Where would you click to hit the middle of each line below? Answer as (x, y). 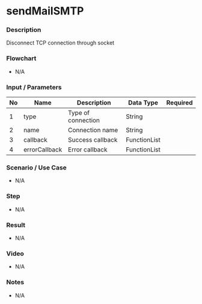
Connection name (93, 130)
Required (179, 103)
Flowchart (21, 58)
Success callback (93, 140)
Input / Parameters (34, 87)
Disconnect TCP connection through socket (60, 43)
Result (16, 225)
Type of (79, 113)
